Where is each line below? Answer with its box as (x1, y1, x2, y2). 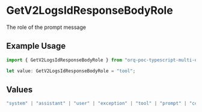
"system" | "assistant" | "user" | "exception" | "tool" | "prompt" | (6, 101, 187, 107)
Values (6, 84, 33, 95)
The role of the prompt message (6, 23, 86, 31)
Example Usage (6, 41, 66, 51)
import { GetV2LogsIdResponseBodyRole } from (6, 57, 122, 63)
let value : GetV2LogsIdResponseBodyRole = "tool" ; (6, 67, 136, 74)
